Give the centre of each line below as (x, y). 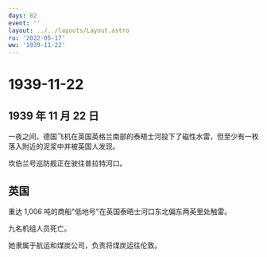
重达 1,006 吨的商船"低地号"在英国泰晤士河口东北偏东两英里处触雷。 (120, 211)
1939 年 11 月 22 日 (54, 116)
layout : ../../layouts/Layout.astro (69, 30)
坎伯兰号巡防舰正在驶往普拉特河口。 (68, 163)
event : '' (25, 23)
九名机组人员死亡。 (40, 228)
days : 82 (23, 16)
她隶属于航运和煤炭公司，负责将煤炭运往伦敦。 (85, 245)
